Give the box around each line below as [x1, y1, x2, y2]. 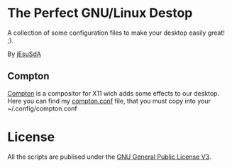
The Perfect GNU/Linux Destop [7, 5, 193, 21]
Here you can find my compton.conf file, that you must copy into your [7, 96, 211, 105]
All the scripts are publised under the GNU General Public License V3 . [7, 152, 211, 161]
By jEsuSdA [7, 50, 41, 58]
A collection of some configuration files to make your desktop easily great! [7, 28, 226, 37]
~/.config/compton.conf [7, 104, 77, 113]
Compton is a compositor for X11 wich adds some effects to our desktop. [7, 89, 220, 97]
